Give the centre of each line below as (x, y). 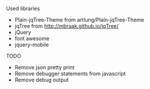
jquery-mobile (31, 44)
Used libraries (23, 8)
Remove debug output (41, 80)
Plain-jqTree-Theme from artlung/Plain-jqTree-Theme (79, 20)
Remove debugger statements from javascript (70, 73)
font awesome (32, 38)
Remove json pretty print (44, 67)
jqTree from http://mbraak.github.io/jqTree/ (66, 26)
